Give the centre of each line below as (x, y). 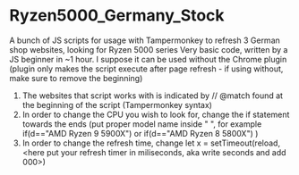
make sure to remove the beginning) (76, 78)
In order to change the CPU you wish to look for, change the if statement (156, 114)
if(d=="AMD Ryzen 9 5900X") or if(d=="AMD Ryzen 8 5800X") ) (140, 133)
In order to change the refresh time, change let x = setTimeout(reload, (151, 143)
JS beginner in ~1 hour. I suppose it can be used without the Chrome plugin (148, 59)
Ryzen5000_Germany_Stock (117, 16)
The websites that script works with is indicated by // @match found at (153, 96)
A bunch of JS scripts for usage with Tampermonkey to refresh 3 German (145, 40)
